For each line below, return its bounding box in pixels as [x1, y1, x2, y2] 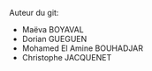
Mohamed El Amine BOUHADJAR [21, 43, 144, 53]
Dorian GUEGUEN [21, 34, 87, 44]
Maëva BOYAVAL [21, 25, 84, 34]
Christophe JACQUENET [21, 53, 112, 62]
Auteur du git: [9, 8, 59, 18]
